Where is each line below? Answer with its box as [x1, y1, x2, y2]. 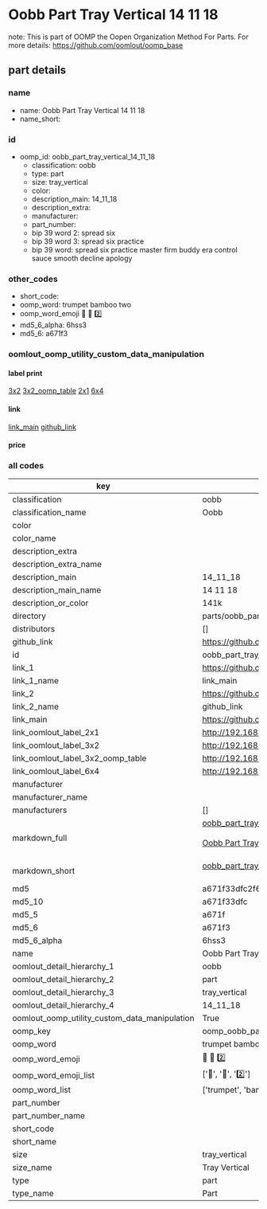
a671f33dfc [202, 896, 248, 907]
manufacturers [12, 804, 68, 816]
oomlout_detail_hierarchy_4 [12, 1000, 114, 1011]
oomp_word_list [12, 1085, 72, 1096]
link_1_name [12, 675, 60, 687]
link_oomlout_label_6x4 [12, 766, 100, 777]
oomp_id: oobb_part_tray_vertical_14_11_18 [19, 151, 156, 161]
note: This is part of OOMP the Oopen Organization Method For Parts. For [8, 32, 249, 41]
